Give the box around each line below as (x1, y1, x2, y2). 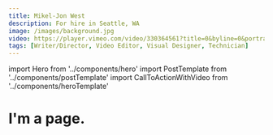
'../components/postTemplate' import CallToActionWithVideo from (8, 73, 228, 82)
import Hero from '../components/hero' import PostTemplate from (8, 64, 227, 74)
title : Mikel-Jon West (8, 11, 85, 20)
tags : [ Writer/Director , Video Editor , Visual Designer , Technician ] (8, 42, 249, 50)
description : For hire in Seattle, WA (8, 19, 140, 27)
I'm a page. (8, 110, 85, 128)
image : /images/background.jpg (8, 27, 115, 35)
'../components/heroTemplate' (8, 82, 109, 91)
